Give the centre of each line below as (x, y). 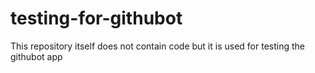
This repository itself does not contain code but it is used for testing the (157, 46)
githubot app (36, 56)
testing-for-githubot (96, 18)
